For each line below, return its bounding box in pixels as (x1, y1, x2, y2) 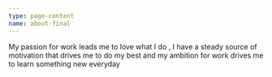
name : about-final (8, 19, 71, 28)
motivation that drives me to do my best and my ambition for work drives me (8, 50, 264, 60)
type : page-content (8, 11, 75, 20)
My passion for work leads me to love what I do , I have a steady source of (8, 41, 257, 51)
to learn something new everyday (8, 58, 120, 69)
